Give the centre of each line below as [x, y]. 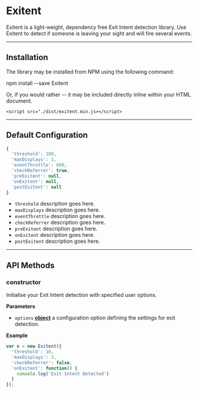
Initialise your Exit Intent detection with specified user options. [82, 295]
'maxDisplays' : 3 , [34, 357]
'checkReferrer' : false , [42, 363]
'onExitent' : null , [35, 181]
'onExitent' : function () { [44, 368]
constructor [24, 282]
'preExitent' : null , [37, 176]
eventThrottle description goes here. [60, 216]
